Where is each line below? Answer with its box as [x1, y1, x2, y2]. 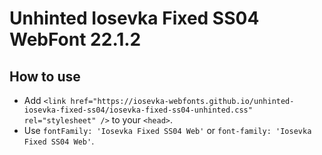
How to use [9, 68, 81, 85]
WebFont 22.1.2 [9, 28, 142, 51]
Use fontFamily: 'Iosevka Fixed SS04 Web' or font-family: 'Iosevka [23, 125, 312, 136]
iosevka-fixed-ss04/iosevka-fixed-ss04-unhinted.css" [23, 105, 253, 115]
